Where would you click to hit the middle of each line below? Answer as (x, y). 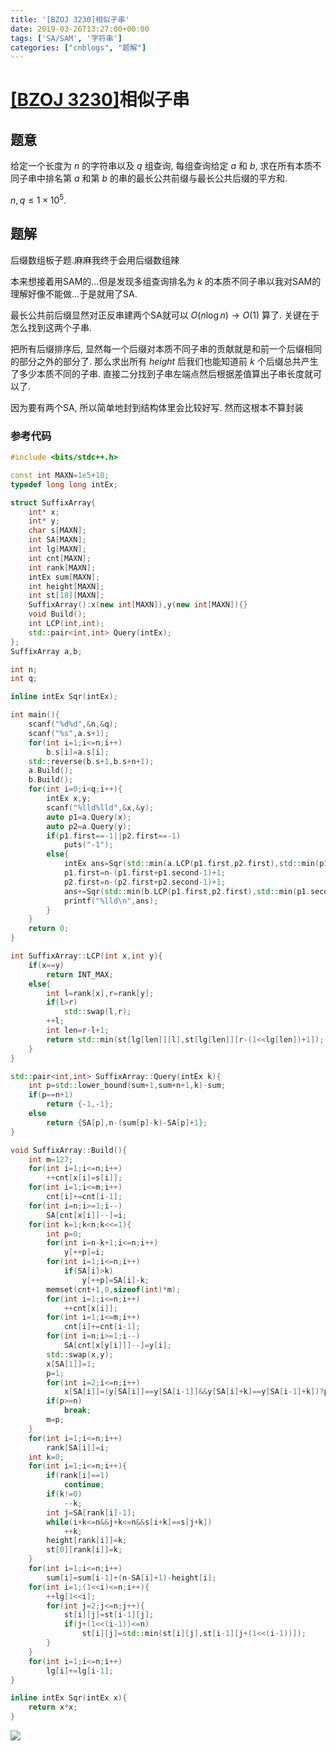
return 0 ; (49, 929)
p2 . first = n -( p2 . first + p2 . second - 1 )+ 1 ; (144, 882)
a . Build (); (51, 771)
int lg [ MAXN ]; (57, 549)
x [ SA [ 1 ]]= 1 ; (71, 1364)
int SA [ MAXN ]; (57, 540)
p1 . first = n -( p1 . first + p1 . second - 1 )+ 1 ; (144, 873)
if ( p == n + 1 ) (51, 1095)
